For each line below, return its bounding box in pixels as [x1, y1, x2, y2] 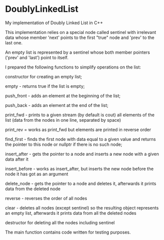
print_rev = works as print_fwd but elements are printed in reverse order [5, 127, 151, 133]
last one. [5, 39, 23, 45]
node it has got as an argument [5, 171, 68, 177]
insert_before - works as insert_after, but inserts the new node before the [5, 166, 154, 171]
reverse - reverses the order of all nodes [5, 195, 87, 201]
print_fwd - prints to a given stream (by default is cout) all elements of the [5, 112, 155, 118]
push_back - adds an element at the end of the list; [5, 102, 109, 108]
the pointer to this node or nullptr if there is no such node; [5, 141, 122, 147]
